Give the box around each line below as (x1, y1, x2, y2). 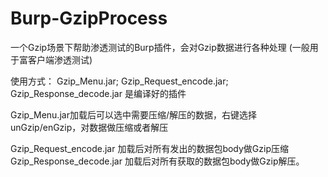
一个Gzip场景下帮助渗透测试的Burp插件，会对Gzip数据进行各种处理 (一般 (10, 41, 310, 53)
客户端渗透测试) (27, 53, 93, 66)
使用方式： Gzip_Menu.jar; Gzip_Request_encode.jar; (10, 75, 229, 87)
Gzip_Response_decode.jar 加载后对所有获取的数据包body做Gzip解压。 (10, 155, 305, 167)
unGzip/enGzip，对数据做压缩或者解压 (10, 121, 169, 133)
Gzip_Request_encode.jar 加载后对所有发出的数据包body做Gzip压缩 (10, 142, 289, 154)
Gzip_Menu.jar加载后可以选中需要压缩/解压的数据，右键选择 (10, 108, 257, 121)
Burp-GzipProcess (10, 7, 168, 30)
